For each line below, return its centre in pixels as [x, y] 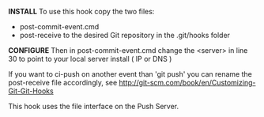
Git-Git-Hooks [31, 91]
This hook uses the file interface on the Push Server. [94, 106]
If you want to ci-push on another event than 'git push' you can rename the [130, 74]
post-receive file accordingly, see [63, 83]
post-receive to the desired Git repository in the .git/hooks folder [125, 35]
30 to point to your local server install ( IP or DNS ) [90, 59]
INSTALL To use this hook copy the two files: [81, 11]
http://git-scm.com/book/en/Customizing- [187, 83]
